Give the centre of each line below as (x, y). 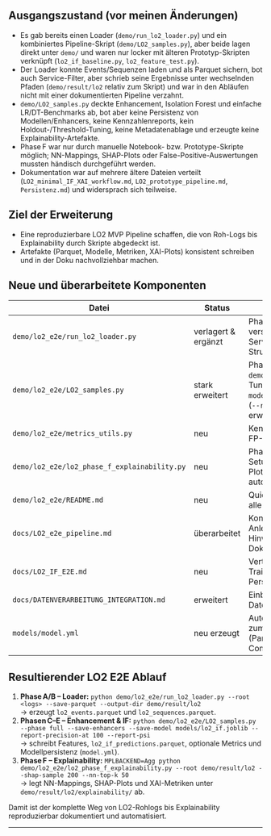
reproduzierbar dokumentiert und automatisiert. (88, 816)
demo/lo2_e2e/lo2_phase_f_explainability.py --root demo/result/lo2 (138, 768)
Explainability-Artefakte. (60, 138)
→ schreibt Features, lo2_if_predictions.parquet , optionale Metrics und (141, 743)
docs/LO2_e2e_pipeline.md (62, 533)
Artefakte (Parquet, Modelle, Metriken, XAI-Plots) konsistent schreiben (137, 251)
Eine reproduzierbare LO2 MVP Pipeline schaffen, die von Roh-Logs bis (139, 234)
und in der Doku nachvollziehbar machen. (89, 260)
